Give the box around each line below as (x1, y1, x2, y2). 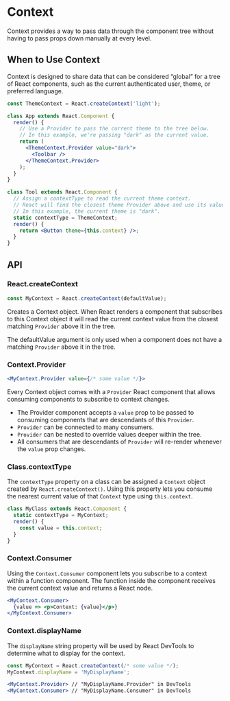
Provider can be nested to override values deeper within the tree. (16, 430, 202, 438)
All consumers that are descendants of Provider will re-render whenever (16, 437, 222, 446)
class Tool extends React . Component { (7, 189, 118, 196)
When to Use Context (7, 54, 101, 66)
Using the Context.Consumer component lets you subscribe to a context (7, 569, 207, 577)
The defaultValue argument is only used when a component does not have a (7, 335, 222, 343)
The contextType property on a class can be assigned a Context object (7, 478, 205, 486)
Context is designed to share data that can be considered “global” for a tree (7, 72, 220, 80)
